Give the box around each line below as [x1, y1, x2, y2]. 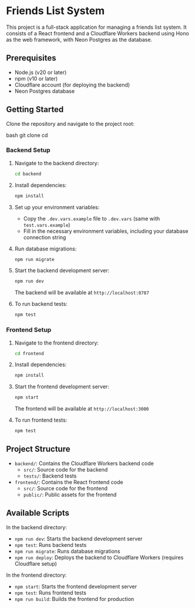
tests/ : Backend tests [23, 472, 77, 479]
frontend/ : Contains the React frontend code [14, 478, 123, 486]
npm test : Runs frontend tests [14, 589, 87, 596]
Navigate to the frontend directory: [14, 339, 99, 346]
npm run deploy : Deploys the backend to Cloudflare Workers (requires [14, 554, 184, 561]
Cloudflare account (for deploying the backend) [14, 81, 130, 88]
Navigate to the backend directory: [14, 159, 99, 166]
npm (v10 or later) [14, 75, 58, 82]
